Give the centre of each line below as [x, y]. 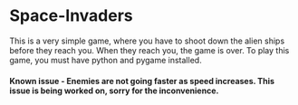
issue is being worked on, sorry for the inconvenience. [114, 91]
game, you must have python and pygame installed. [106, 60]
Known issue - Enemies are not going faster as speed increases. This [142, 81]
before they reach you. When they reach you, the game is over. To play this [149, 50]
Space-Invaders [71, 16]
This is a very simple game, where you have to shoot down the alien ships [147, 41]
